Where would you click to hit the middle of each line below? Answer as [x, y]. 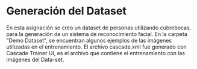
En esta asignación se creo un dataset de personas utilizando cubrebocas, [99, 28]
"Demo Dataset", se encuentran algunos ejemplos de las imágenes [89, 40]
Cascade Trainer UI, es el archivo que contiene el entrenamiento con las [96, 53]
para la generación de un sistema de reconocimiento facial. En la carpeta [97, 34]
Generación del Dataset [66, 11]
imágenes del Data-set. [35, 59]
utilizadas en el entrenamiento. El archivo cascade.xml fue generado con [96, 47]
